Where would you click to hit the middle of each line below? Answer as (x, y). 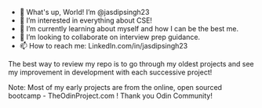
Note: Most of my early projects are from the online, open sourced (115, 87)
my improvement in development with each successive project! (110, 72)
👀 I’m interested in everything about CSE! (86, 20)
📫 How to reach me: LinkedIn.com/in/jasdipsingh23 (104, 46)
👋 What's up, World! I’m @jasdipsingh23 (84, 12)
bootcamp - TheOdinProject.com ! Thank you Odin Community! (111, 95)
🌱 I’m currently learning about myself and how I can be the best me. (129, 29)
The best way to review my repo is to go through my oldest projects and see (131, 64)
